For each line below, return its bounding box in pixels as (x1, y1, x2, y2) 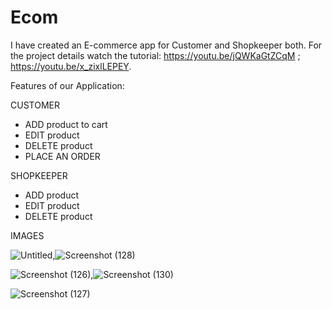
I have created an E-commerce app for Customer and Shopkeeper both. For (10, 39, 323, 51)
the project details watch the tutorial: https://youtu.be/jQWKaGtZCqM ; (10, 49, 301, 61)
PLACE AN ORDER (24, 150, 101, 162)
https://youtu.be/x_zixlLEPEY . (10, 60, 132, 72)
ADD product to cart (24, 118, 108, 130)
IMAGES (10, 229, 45, 241)
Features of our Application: (10, 79, 125, 91)
